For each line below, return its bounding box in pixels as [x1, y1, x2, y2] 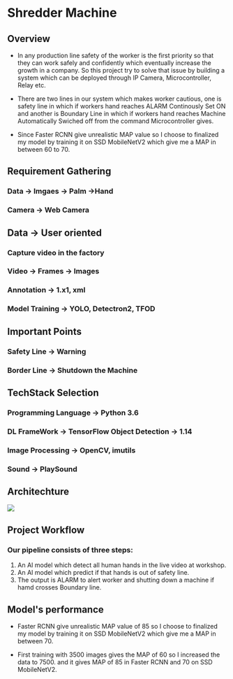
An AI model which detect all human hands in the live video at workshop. [17, 561, 227, 569]
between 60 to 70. [17, 145, 70, 153]
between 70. [17, 636, 54, 645]
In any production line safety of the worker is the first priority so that [17, 51, 214, 59]
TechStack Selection [7, 387, 99, 399]
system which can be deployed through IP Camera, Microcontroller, [17, 73, 211, 82]
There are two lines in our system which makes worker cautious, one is [17, 94, 222, 103]
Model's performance [7, 603, 105, 615]
